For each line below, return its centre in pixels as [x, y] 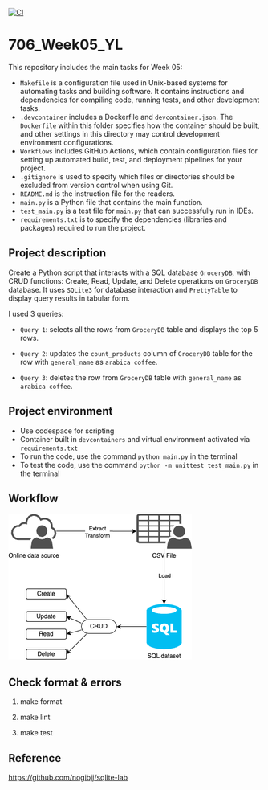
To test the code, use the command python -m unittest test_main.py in [139, 465]
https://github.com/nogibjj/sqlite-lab [68, 777]
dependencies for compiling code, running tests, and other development [140, 100]
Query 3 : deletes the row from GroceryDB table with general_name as [131, 377]
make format [41, 702]
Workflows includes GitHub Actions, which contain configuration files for [139, 151]
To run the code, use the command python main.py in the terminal [129, 456]
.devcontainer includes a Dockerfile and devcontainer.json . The [126, 117]
